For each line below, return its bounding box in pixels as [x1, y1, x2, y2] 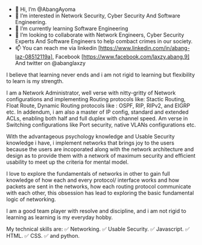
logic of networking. [6, 196, 56, 203]
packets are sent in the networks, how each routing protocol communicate [6, 183, 191, 190]
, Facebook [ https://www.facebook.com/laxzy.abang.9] [52, 53, 190, 60]
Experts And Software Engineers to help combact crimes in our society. [14, 38, 193, 45]
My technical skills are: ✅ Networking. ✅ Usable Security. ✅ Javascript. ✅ [6, 226, 190, 232]
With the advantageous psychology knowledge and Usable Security [6, 133, 175, 140]
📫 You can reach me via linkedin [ [14, 45, 101, 51]
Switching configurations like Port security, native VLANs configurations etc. [6, 121, 196, 128]
